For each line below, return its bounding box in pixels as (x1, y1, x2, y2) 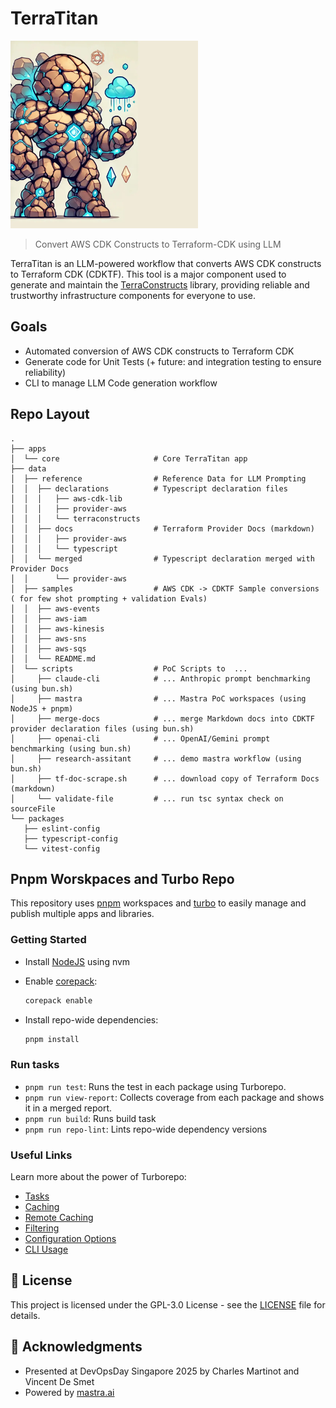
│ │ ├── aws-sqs (10, 643, 87, 654)
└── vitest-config (23, 843, 101, 854)
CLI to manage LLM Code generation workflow (24, 377, 218, 389)
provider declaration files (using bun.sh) (10, 723, 195, 734)
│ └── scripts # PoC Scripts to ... (10, 663, 248, 674)
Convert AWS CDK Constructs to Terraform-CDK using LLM (34, 238, 282, 250)
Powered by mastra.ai (24, 1386, 115, 1398)
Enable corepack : (24, 975, 98, 987)
